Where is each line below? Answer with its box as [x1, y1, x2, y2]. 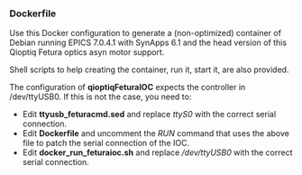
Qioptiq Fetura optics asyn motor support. [9, 47, 165, 58]
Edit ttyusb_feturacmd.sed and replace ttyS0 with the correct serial [22, 109, 277, 120]
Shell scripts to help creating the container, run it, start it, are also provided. [9, 64, 289, 75]
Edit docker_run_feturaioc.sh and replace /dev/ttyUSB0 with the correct [22, 147, 293, 158]
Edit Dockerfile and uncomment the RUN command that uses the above [22, 128, 290, 139]
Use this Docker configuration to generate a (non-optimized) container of [9, 28, 282, 39]
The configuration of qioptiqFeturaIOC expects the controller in [9, 82, 246, 93]
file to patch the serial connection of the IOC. [22, 138, 190, 149]
